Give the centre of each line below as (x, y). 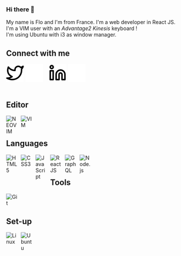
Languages (27, 144)
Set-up (19, 221)
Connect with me (38, 53)
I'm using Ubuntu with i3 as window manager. (61, 35)
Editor (17, 104)
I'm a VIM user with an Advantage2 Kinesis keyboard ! (72, 28)
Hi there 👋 (21, 9)
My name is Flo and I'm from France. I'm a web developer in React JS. (91, 22)
